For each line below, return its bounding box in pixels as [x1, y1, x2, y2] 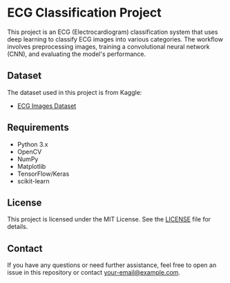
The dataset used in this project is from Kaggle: [7, 88, 142, 96]
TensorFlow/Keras [17, 170, 70, 178]
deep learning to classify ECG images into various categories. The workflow [7, 35, 223, 43]
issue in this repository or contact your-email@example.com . [7, 268, 181, 277]
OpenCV [17, 147, 42, 156]
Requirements [7, 122, 69, 134]
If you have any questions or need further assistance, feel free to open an [7, 261, 217, 269]
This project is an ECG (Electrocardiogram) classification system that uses [7, 28, 218, 36]
